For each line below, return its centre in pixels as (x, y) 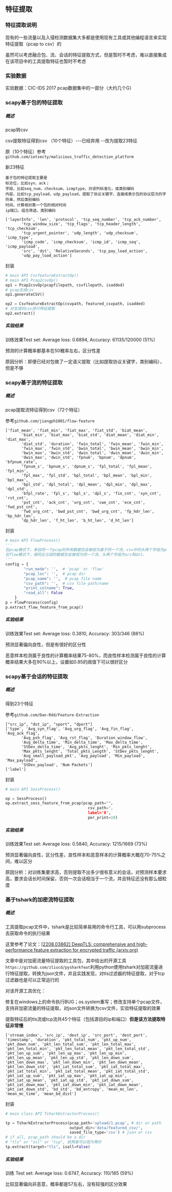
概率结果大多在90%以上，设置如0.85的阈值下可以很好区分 (67, 662)
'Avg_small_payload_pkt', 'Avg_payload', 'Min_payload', (83, 756)
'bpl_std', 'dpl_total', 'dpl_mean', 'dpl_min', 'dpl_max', (87, 484)
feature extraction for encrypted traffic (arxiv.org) (86, 950)
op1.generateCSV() (25, 295)
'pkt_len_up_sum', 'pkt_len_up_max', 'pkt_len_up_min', (66, 1053)
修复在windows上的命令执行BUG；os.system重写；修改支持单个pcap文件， (85, 1002)
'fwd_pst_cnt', (21, 507)
